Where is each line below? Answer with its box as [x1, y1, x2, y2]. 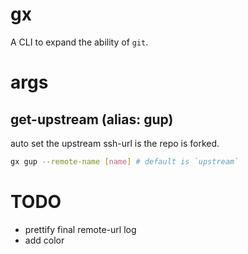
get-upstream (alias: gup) [10, 111, 174, 128]
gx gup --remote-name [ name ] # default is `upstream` [10, 156, 240, 167]
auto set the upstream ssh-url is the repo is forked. [10, 137, 220, 149]
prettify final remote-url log [24, 223, 137, 235]
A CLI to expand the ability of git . [10, 36, 149, 48]
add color [24, 234, 65, 246]
